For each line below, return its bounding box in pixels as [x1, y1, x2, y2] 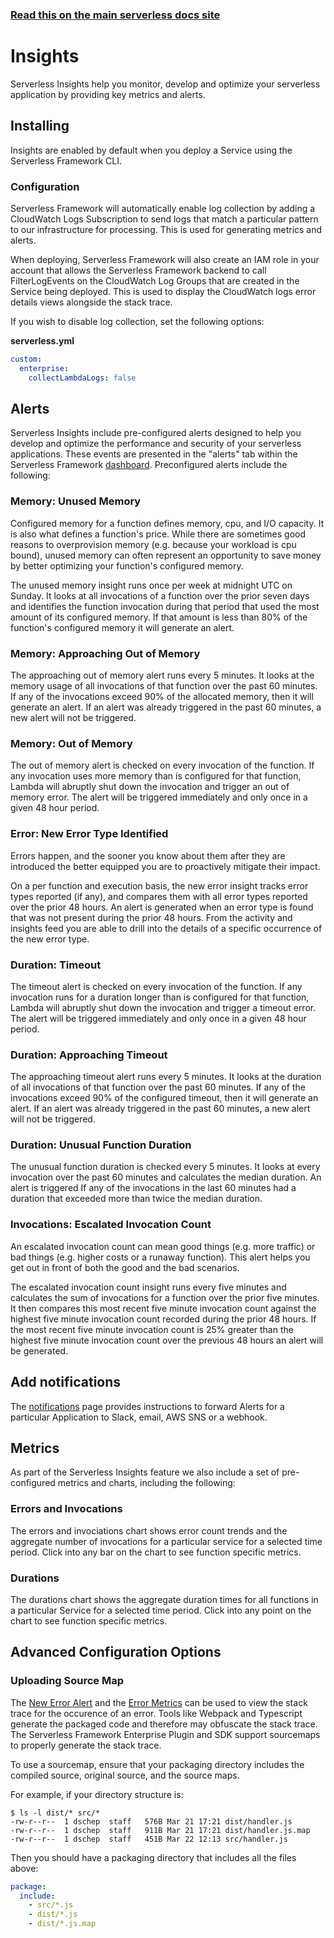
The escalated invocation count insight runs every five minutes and [10, 1281, 287, 1293]
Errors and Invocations [10, 1502, 123, 1516]
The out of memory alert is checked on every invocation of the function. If [10, 759, 315, 772]
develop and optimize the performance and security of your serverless [10, 438, 302, 450]
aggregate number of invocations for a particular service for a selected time [10, 1535, 323, 1547]
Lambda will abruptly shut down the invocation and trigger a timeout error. [10, 1001, 317, 1013]
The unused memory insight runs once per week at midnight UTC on [10, 579, 293, 591]
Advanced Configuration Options [10, 1644, 222, 1661]
